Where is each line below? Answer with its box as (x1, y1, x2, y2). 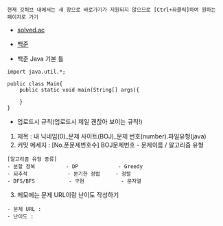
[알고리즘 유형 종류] (7, 156, 58, 163)
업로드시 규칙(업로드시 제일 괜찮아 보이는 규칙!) (16, 118, 143, 125)
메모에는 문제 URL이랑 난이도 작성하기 (16, 191, 119, 198)
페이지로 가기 (7, 14, 39, 21)
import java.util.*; (7, 68, 67, 75)
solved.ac (16, 26, 45, 34)
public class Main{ (7, 81, 63, 88)
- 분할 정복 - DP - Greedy (7, 163, 143, 170)
